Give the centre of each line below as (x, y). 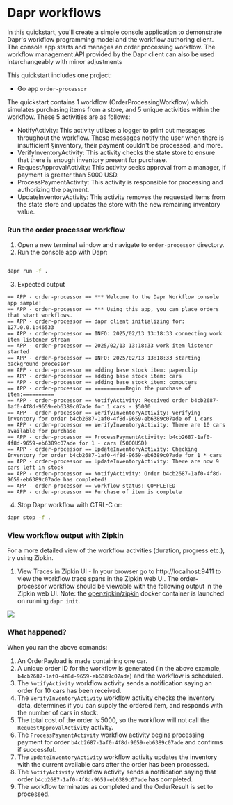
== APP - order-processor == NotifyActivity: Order (83, 474)
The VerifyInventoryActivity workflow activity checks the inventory (116, 698)
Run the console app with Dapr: (62, 253)
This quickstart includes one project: (60, 75)
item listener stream (39, 340)
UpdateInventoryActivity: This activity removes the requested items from (121, 197)
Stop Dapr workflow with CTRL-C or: (70, 505)
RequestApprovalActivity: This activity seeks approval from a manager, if (121, 167)
